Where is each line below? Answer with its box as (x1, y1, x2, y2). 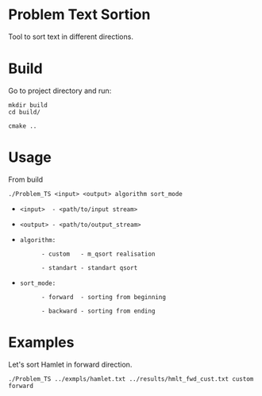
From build (8, 175, 44, 184)
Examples (8, 333, 75, 351)
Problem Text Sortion (8, 6, 151, 24)
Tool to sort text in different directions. (8, 32, 133, 41)
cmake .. (8, 121, 37, 130)
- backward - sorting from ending (40, 307, 156, 315)
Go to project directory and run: (8, 86, 112, 95)
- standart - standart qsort (40, 263, 138, 271)
